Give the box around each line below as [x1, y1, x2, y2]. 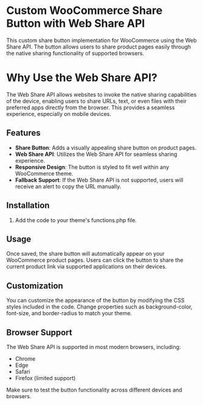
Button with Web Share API [6, 16, 145, 30]
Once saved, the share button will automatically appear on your [6, 250, 165, 257]
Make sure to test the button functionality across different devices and [6, 386, 182, 393]
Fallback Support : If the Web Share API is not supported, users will [15, 176, 184, 183]
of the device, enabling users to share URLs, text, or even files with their [6, 97, 187, 104]
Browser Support [6, 327, 73, 338]
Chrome [15, 355, 36, 362]
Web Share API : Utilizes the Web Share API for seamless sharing [15, 150, 177, 158]
